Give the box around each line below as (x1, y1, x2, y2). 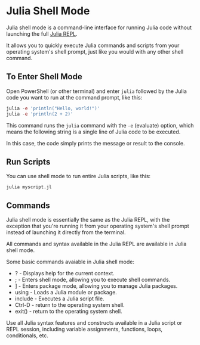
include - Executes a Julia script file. (14, 295, 104, 302)
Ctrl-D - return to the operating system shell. (14, 302, 125, 309)
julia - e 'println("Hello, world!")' (6, 105, 100, 111)
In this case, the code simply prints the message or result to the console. (6, 139, 185, 147)
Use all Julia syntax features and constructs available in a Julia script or (6, 319, 183, 327)
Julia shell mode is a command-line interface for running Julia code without (6, 24, 192, 31)
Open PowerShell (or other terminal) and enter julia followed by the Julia (6, 88, 187, 95)
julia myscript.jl (6, 184, 52, 190)
